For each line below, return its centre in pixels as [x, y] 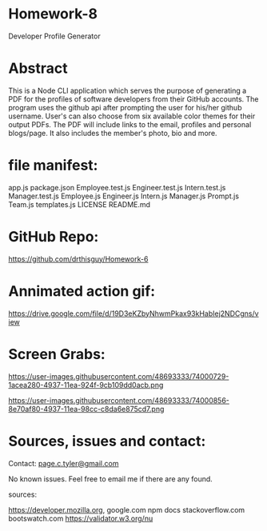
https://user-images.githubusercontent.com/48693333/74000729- [119, 376]
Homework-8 [53, 14]
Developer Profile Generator [55, 36]
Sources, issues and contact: [107, 441]
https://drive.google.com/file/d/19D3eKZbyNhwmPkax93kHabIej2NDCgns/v [133, 313]
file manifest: [53, 166]
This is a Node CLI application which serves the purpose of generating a [128, 90]
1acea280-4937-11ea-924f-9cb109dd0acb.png [86, 385]
